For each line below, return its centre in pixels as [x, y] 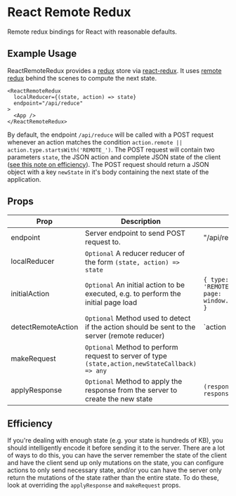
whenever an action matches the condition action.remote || [95, 142]
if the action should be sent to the [140, 327]
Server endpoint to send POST [136, 233]
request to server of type [126, 356]
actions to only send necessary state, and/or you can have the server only [115, 470]
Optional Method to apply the [134, 381]
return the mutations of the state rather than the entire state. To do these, [113, 478]
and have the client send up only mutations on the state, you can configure [116, 463]
